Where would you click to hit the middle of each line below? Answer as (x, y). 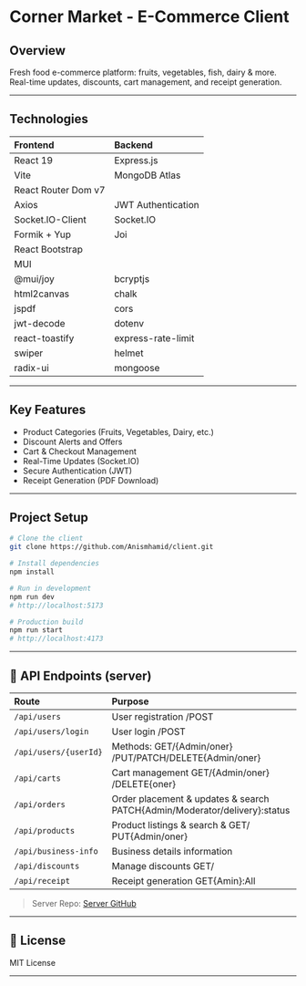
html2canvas (42, 294)
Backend (133, 145)
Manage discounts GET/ (163, 866)
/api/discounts (47, 866)
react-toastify (44, 337)
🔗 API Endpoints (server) (81, 675)
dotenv (128, 323)
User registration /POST (163, 716)
